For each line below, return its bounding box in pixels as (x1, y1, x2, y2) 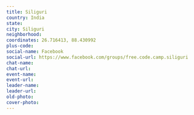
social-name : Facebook (6, 49, 64, 55)
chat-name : (6, 60, 34, 66)
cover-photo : (6, 99, 39, 105)
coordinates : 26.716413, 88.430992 (6, 37, 96, 43)
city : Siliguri (6, 26, 45, 32)
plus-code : (6, 43, 34, 49)
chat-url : (6, 65, 32, 72)
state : (6, 20, 23, 26)
